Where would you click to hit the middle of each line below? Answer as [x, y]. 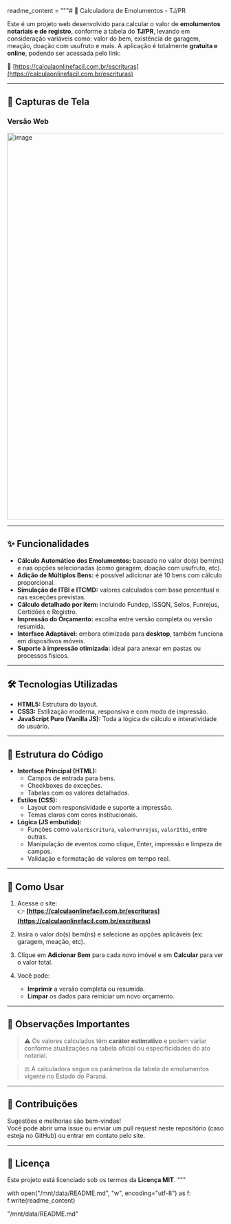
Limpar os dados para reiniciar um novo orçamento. [101, 996]
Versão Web [28, 122]
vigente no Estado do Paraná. [66, 1076]
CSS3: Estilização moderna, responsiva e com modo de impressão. [112, 711]
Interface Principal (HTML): [57, 771]
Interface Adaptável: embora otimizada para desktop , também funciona [120, 634]
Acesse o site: [37, 903]
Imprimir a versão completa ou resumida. [86, 989]
